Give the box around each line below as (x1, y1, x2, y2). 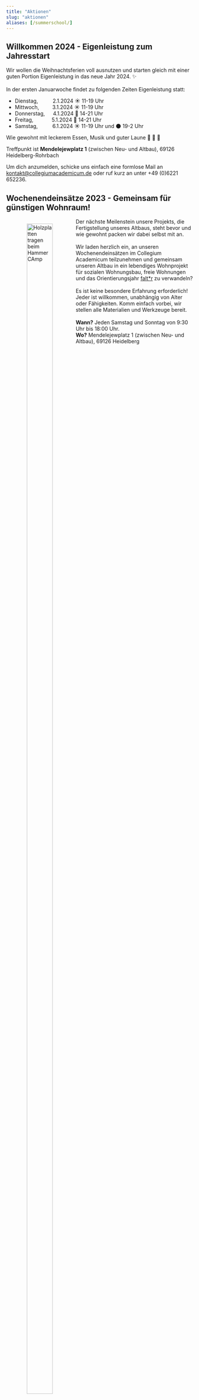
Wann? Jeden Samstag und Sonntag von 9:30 (76, 319, 188, 326)
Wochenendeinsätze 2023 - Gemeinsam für (6, 193, 171, 203)
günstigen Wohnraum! (6, 202, 90, 212)
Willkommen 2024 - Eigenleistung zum (6, 41, 152, 52)
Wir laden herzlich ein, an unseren (76, 244, 159, 250)
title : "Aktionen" (6, 8, 51, 15)
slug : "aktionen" (6, 14, 49, 20)
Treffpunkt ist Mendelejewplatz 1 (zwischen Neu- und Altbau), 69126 (6, 146, 175, 153)
